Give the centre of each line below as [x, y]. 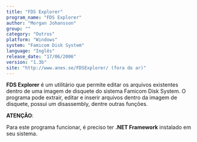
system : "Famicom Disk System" [45, 46]
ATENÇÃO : [20, 116]
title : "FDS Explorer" [35, 12]
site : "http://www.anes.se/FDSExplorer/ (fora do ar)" [76, 68]
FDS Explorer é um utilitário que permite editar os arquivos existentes [92, 85]
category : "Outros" [31, 34]
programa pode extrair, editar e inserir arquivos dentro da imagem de [92, 97]
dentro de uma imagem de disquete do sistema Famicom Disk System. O [96, 91]
